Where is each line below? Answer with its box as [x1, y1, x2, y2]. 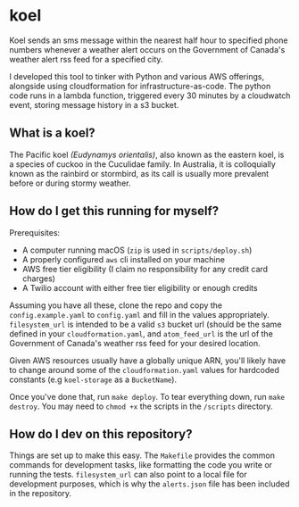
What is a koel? [9, 126, 96, 141]
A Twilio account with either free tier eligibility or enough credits [21, 282, 258, 293]
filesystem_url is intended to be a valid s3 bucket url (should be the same [9, 319, 282, 329]
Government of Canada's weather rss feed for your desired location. [9, 337, 261, 348]
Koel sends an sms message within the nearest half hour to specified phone [9, 35, 288, 46]
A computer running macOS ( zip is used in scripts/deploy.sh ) [21, 245, 253, 255]
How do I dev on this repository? [9, 426, 193, 442]
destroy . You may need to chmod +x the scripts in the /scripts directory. [9, 401, 274, 411]
